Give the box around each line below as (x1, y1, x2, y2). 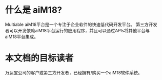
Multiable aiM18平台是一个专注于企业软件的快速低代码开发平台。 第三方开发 (5, 21, 158, 27)
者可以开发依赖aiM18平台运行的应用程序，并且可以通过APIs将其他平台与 (5, 27, 150, 33)
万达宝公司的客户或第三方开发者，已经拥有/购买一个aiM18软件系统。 (5, 69, 142, 76)
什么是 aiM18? (5, 4, 62, 16)
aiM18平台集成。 (5, 34, 39, 40)
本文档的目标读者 (5, 53, 74, 64)
